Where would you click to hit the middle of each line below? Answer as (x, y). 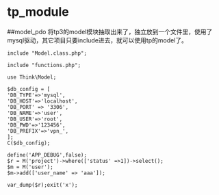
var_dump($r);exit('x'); (42, 185)
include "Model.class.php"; (47, 53)
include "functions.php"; (44, 65)
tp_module (38, 12)
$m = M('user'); (30, 167)
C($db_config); (29, 143)
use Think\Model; (32, 77)
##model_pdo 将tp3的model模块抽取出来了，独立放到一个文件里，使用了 (110, 31)
